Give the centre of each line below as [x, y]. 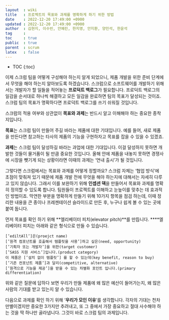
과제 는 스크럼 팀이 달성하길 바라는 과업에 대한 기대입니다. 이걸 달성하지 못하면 [81, 147]
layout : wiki [21, 10]
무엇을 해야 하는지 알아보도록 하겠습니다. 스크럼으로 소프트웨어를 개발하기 [82, 83]
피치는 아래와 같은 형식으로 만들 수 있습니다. [66, 225]
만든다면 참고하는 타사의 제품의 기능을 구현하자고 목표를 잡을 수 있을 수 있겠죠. [87, 136]
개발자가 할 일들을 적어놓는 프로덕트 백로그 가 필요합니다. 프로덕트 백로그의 [87, 89]
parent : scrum [22, 48]
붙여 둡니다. [17, 208]
